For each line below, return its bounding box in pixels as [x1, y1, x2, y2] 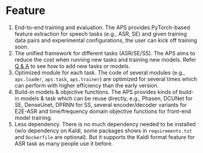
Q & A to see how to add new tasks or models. [14, 62, 131, 70]
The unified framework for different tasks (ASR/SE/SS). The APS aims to [14, 49, 196, 56]
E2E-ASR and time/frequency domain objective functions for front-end [14, 107, 191, 115]
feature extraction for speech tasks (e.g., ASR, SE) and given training [14, 30, 187, 37]
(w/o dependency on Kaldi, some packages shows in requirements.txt [14, 127, 193, 134]
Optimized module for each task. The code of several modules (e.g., [14, 69, 185, 76]
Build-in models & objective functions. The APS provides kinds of [14, 88, 178, 95]
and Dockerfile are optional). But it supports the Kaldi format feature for [14, 133, 195, 140]
